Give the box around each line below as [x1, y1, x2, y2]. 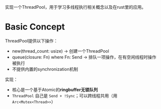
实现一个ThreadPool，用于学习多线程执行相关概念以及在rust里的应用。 [5, 4, 146, 10]
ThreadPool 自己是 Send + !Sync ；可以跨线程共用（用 [12, 93, 117, 98]
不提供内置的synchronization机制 [12, 66, 78, 72]
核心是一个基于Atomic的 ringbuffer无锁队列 [12, 86, 98, 93]
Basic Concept [5, 21, 65, 32]
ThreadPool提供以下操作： [5, 38, 58, 43]
